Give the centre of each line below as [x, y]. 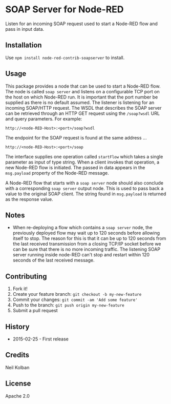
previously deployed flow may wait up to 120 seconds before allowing [86, 233]
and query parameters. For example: [44, 118]
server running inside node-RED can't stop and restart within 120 [81, 255]
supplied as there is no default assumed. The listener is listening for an [80, 102]
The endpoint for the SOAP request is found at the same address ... [76, 137]
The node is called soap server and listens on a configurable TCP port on [82, 91]
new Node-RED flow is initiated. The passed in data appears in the [75, 167]
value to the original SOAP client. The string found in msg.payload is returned [86, 194]
